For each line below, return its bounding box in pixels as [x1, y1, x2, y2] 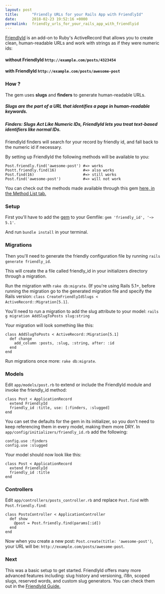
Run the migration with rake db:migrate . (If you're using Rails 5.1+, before [5, 283, 156, 289]
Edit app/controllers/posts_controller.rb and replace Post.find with [5, 497, 149, 503]
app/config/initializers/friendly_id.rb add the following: [5, 429, 128, 435]
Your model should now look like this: [5, 451, 82, 458]
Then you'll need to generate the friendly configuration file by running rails [5, 253, 161, 259]
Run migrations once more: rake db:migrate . [5, 358, 96, 364]
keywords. [5, 108, 28, 114]
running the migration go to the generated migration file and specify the [5, 288, 152, 294]
